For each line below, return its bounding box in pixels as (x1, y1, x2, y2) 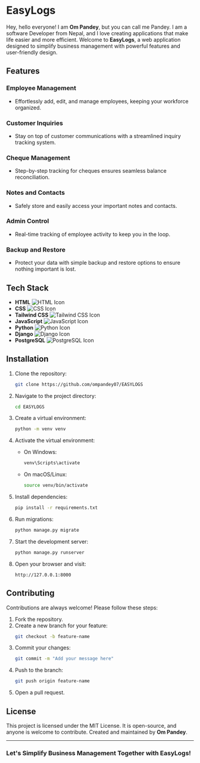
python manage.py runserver (14, 549, 85, 556)
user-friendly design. (6, 48, 58, 56)
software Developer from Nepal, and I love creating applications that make (6, 29, 189, 36)
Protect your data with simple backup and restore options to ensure (14, 259, 180, 266)
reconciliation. (14, 174, 50, 181)
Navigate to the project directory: (14, 392, 96, 399)
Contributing (6, 588, 55, 598)
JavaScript (14, 317, 43, 324)
